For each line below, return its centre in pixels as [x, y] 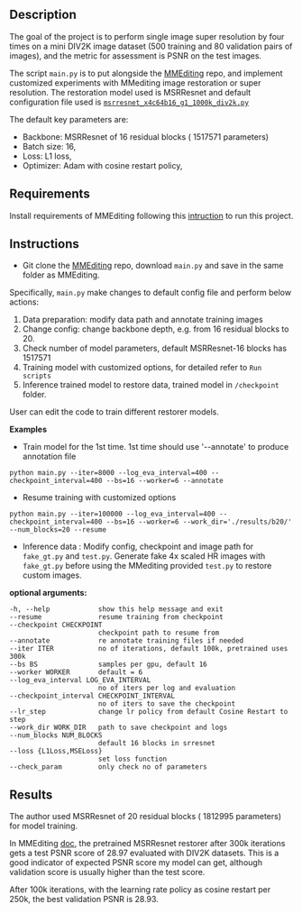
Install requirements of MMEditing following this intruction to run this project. [151, 215]
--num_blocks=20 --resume [58, 530]
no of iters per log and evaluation [167, 689]
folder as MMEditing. [61, 275]
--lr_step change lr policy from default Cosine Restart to [149, 712]
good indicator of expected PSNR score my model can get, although [136, 863]
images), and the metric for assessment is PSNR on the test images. [136, 55]
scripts [37, 376]
